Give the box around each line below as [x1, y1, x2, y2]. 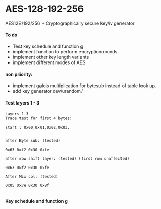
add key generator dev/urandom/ [12, 88, 83, 94]
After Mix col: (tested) [5, 174, 58, 179]
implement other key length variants [12, 54, 89, 60]
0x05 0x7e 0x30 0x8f [5, 183, 50, 188]
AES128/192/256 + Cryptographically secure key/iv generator [5, 20, 135, 26]
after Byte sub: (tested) [5, 138, 61, 143]
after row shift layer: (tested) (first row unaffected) [5, 156, 130, 161]
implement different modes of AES [12, 59, 86, 66]
